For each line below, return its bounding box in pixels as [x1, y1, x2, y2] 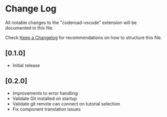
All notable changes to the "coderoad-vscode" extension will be [5, 19, 137, 25]
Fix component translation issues [12, 106, 81, 112]
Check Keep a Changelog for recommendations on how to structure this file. [5, 34, 162, 40]
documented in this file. [5, 24, 54, 30]
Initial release [12, 62, 40, 68]
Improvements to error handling [12, 90, 78, 96]
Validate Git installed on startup [12, 95, 77, 101]
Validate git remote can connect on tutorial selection [12, 100, 120, 106]
